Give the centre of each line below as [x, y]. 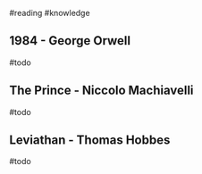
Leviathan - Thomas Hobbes [90, 141]
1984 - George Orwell [70, 41]
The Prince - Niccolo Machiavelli [101, 91]
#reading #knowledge [50, 13]
